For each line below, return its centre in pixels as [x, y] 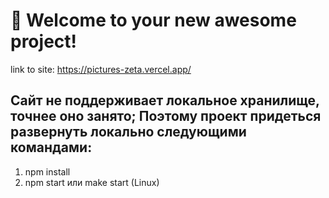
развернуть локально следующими [128, 132]
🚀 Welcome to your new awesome [153, 20]
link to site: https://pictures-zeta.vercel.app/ [101, 69]
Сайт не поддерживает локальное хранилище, [165, 100]
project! [43, 41]
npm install [47, 171]
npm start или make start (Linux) [92, 182]
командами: [51, 147]
